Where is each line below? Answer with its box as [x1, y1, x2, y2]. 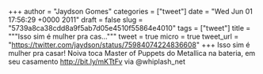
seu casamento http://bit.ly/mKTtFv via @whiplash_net [8, 57, 186, 66]
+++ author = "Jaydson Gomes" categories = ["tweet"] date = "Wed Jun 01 [8, 7, 253, 16]
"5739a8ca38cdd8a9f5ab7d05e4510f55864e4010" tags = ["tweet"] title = [8, 24, 251, 32]
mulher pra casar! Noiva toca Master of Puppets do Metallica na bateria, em [8, 49, 256, 57]
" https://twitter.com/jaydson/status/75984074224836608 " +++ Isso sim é [8, 40, 250, 50]
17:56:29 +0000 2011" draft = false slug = [8, 15, 143, 24]
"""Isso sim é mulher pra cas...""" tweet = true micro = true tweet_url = [8, 31, 239, 41]
